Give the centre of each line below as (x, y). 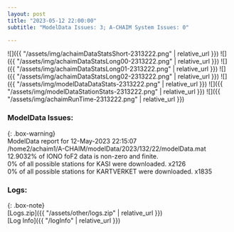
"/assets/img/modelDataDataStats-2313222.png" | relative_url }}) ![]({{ (120, 84)
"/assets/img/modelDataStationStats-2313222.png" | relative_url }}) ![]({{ (114, 92)
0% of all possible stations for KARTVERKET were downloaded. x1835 (110, 171)
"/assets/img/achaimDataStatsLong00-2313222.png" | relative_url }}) (118, 61)
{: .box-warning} (31, 133)
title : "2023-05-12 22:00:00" (52, 21)
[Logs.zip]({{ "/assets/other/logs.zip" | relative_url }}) (85, 213)
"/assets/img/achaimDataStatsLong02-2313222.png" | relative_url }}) (118, 76)
